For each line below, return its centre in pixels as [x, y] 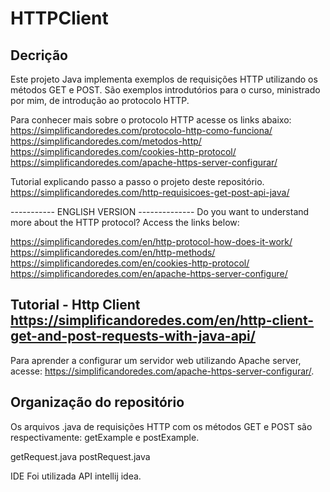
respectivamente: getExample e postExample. [105, 437]
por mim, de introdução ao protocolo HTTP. [100, 100]
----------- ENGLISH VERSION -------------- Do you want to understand [160, 211]
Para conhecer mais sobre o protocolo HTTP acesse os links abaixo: [151, 120]
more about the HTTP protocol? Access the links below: [125, 222]
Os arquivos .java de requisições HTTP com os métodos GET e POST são [161, 426]
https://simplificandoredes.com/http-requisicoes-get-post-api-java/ [150, 192]
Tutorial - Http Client [75, 305]
